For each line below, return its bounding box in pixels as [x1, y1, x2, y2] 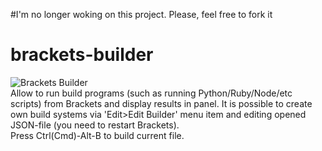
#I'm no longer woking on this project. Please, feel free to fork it [10, 9, 273, 20]
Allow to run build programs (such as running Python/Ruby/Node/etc [10, 87, 293, 99]
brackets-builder [10, 44, 154, 66]
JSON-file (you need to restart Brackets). [10, 119, 180, 131]
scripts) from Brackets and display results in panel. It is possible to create [10, 97, 313, 109]
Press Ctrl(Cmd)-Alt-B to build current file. [10, 129, 185, 141]
